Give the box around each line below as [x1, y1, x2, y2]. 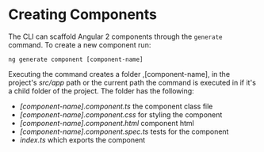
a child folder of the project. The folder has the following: [8, 85, 194, 96]
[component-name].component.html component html [19, 118, 194, 127]
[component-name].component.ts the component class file [19, 101, 213, 111]
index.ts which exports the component [19, 135, 146, 144]
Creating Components [8, 6, 157, 24]
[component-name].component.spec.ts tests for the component [19, 127, 229, 136]
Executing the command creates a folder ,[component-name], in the [8, 69, 231, 78]
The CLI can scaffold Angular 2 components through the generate [8, 32, 223, 41]
